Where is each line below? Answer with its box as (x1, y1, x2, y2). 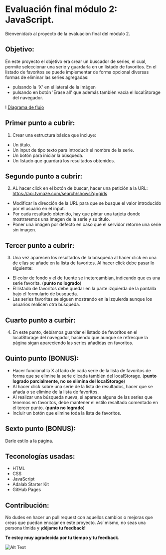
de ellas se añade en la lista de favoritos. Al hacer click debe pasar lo (12, 260, 155, 266)
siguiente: (12, 265, 33, 271)
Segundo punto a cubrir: (5, 172, 83, 180)
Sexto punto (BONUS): (5, 425, 76, 433)
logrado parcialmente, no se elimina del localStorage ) (12, 378, 126, 384)
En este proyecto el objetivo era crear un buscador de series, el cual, (5, 58, 147, 64)
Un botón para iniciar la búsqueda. (12, 152, 84, 158)
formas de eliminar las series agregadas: (5, 74, 89, 80)
